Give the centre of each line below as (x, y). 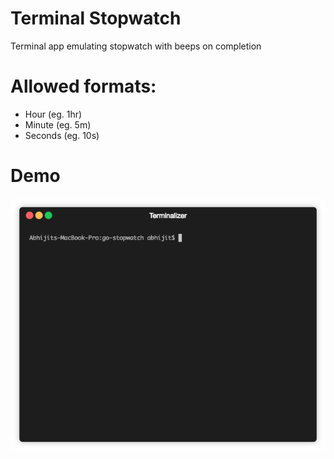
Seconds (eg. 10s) (62, 135)
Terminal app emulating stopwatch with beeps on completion (136, 46)
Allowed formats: (83, 86)
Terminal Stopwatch (96, 18)
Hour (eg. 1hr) (53, 114)
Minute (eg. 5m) (58, 124)
